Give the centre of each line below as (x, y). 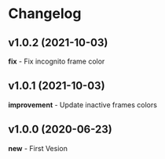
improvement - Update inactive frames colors (82, 105)
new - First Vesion (38, 148)
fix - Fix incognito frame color (57, 61)
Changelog (45, 14)
